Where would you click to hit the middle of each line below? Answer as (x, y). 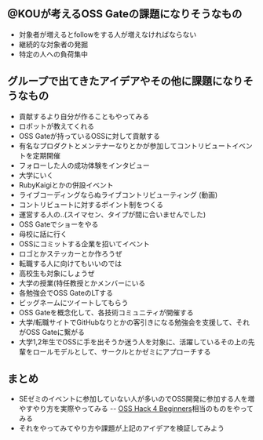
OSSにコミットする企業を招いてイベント (84, 244)
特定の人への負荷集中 (53, 54)
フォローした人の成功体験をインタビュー (84, 165)
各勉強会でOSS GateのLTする (66, 293)
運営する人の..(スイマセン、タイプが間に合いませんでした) (112, 214)
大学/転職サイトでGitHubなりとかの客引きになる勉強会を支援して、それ (134, 322)
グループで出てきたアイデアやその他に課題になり (126, 81)
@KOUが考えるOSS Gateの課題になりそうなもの (125, 14)
